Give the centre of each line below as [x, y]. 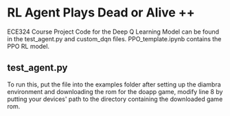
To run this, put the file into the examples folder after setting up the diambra [114, 84]
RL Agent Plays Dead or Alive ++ [101, 13]
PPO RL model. [28, 46]
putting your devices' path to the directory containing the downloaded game [115, 99]
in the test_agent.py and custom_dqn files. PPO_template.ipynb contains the [114, 38]
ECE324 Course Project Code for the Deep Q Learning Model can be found [113, 32]
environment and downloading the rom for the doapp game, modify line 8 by [115, 91]
